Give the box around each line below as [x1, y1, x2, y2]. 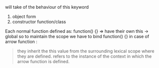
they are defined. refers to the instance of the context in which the [17, 53, 152, 59]
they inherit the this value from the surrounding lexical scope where [17, 48, 155, 54]
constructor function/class [12, 19, 66, 24]
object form [12, 14, 36, 19]
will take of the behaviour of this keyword [5, 4, 89, 10]
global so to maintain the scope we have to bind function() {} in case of [5, 34, 149, 39]
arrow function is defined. [17, 59, 70, 64]
